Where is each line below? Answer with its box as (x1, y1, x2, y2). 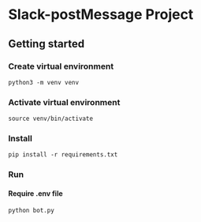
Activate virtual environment (8, 96, 121, 107)
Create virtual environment (8, 61, 114, 72)
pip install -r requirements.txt (8, 151, 118, 159)
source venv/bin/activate (8, 115, 93, 123)
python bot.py (8, 206, 55, 214)
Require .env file (8, 188, 63, 198)
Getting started (8, 37, 85, 51)
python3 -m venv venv (8, 78, 80, 86)
